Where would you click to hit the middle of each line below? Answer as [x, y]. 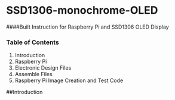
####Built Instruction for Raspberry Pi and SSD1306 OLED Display [87, 27]
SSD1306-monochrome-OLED [82, 10]
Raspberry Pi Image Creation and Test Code [69, 80]
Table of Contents [33, 42]
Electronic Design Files [43, 68]
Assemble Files [33, 74]
